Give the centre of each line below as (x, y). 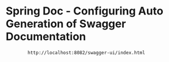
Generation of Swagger (66, 24)
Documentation (46, 37)
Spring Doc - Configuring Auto (84, 11)
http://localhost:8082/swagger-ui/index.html (87, 52)
